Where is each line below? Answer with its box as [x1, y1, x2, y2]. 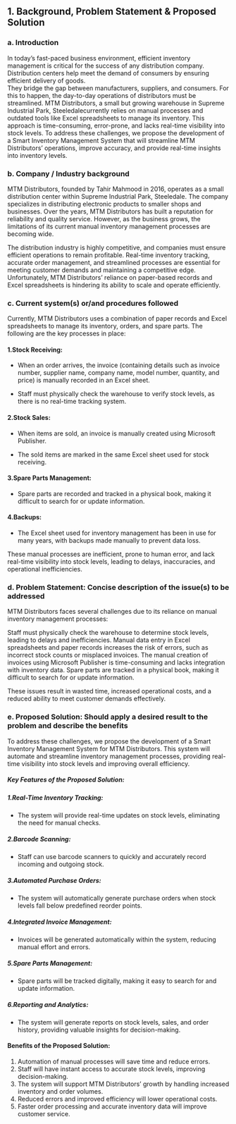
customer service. [17, 1110, 70, 1118]
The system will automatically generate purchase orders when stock [17, 894, 216, 902]
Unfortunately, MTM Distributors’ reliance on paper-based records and [7, 273, 213, 281]
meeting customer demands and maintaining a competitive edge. [7, 266, 196, 274]
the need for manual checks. [17, 819, 101, 827]
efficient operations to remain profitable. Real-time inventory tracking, [7, 250, 210, 259]
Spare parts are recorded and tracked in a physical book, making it [17, 489, 211, 498]
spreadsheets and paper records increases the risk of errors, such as [7, 643, 209, 652]
